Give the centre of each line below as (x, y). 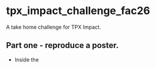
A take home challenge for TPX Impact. (54, 27)
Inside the (27, 59)
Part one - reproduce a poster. (62, 45)
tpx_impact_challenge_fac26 (78, 11)
